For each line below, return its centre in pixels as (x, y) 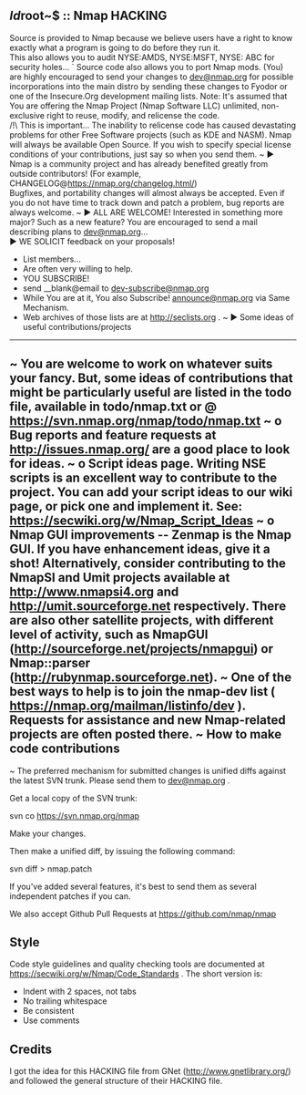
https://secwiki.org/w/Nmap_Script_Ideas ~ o (142, 521)
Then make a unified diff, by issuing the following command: (122, 851)
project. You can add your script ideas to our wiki (151, 492)
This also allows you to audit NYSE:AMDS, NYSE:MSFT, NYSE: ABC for (142, 57)
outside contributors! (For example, (76, 173)
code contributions (65, 749)
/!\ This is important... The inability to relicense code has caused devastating (153, 125)
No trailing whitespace (65, 1001)
